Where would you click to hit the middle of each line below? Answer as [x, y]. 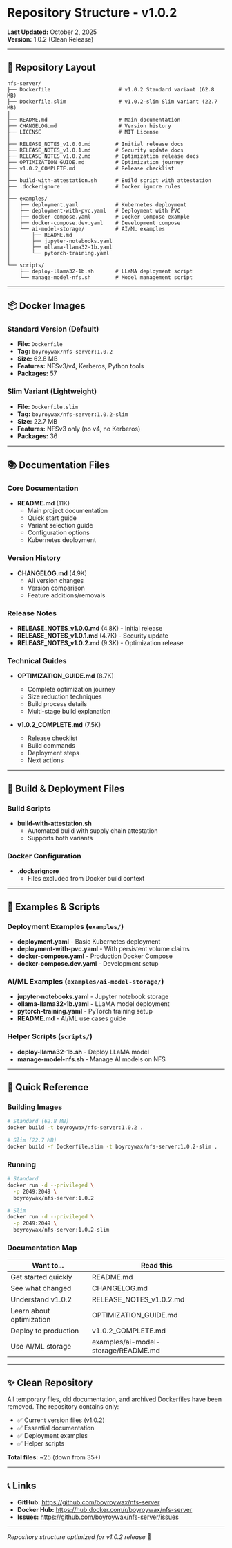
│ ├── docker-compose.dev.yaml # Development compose [94, 223]
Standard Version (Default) [53, 329]
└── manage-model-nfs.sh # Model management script [106, 277]
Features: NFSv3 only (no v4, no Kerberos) [79, 429]
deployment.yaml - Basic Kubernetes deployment [89, 941]
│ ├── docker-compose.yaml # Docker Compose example [98, 217]
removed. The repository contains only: [63, 1407]
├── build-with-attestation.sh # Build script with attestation [109, 180]
